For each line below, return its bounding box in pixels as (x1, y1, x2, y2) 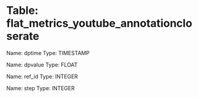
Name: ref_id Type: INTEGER (6, 73, 78, 80)
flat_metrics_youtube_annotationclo (6, 16, 193, 30)
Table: (6, 4, 39, 18)
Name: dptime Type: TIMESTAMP (6, 49, 90, 56)
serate (6, 30, 39, 43)
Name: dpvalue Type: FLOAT (6, 61, 78, 68)
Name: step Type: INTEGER (6, 84, 75, 91)
